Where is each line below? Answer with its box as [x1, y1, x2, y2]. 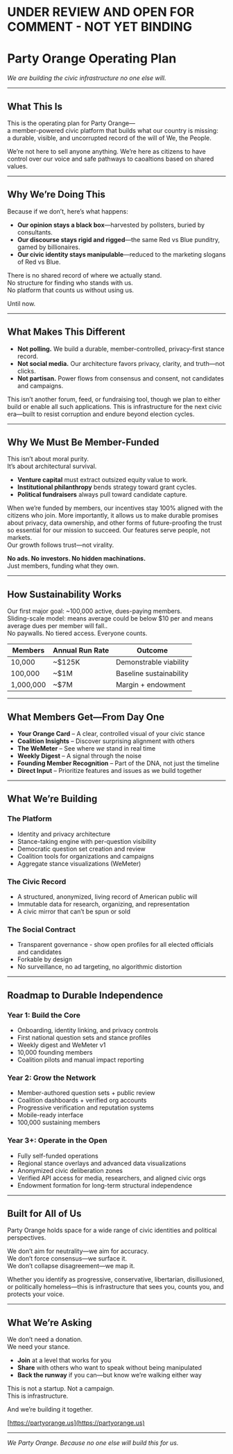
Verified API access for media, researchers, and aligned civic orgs [17, 1174, 207, 1182]
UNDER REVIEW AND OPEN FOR [7, 4, 195, 20]
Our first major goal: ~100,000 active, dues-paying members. [7, 607, 182, 616]
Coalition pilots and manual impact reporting [17, 1055, 144, 1064]
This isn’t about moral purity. [7, 455, 89, 463]
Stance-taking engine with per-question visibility [17, 837, 157, 845]
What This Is [7, 100, 62, 112]
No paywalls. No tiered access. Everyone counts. [7, 629, 148, 637]
